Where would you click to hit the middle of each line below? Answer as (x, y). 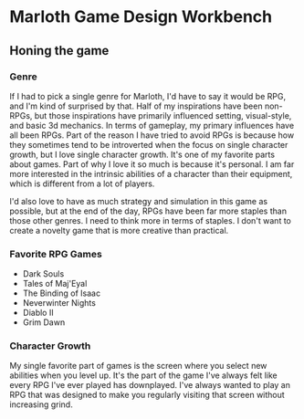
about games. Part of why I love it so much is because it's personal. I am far (152, 164)
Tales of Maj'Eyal (55, 284)
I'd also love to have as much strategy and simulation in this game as (138, 201)
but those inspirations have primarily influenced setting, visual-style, (163, 115)
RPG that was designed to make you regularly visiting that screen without (147, 395)
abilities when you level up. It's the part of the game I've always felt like (144, 375)
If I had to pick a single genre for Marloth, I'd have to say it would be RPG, (147, 96)
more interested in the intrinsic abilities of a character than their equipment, (151, 173)
